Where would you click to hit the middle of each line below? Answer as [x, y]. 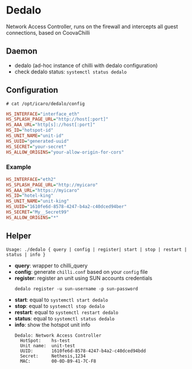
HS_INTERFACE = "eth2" [31, 179]
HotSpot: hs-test [45, 341]
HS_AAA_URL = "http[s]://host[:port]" [51, 125]
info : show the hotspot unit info [52, 324]
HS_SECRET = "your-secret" [36, 147]
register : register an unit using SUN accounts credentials [83, 278]
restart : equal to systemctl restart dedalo [66, 312]
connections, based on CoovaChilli [48, 32]
